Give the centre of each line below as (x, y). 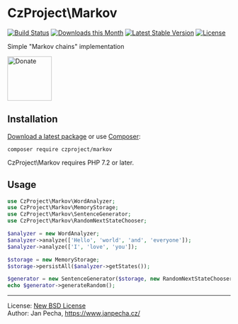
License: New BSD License (47, 306)
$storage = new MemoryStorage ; (53, 259)
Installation (33, 119)
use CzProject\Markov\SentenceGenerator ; (69, 214)
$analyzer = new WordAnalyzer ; (53, 234)
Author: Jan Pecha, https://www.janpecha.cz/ (74, 313)
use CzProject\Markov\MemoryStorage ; (63, 208)
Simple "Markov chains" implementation (66, 46)
